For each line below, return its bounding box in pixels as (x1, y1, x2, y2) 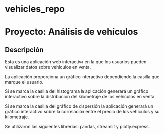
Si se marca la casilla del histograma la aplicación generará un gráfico (5, 89, 149, 94)
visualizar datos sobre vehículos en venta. (5, 64, 91, 70)
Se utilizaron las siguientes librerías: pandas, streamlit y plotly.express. (5, 124, 150, 130)
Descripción (5, 45, 44, 54)
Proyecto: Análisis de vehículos (5, 26, 138, 38)
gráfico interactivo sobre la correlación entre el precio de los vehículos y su (5, 109, 160, 115)
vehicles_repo (5, 3, 65, 15)
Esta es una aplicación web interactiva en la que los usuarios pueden (5, 59, 147, 65)
